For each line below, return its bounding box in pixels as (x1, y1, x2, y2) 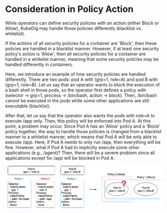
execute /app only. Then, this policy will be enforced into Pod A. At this (5, 118, 151, 124)
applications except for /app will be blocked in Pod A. (5, 155, 115, 161)
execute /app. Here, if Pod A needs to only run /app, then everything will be (5, 139, 161, 145)
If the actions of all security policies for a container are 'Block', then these (5, 40, 157, 46)
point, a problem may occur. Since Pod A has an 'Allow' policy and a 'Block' (5, 123, 160, 129)
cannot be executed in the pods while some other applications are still (5, 97, 149, 103)
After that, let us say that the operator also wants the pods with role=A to (5, 112, 155, 118)
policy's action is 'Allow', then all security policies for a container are (5, 51, 146, 57)
